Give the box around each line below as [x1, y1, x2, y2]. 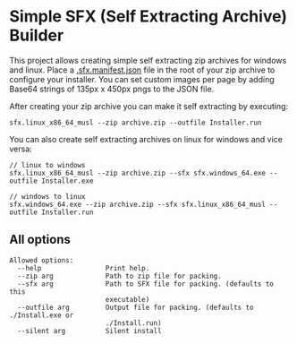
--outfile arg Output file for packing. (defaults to [17, 303, 254, 312]
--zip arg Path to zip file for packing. [17, 271, 222, 280]
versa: [9, 143, 33, 154]
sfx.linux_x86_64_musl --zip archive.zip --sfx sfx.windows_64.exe [9, 168, 267, 177]
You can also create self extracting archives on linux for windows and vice [9, 133, 284, 144]
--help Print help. [17, 263, 150, 272]
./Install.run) [105, 318, 163, 328]
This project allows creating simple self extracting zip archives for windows [9, 55, 287, 65]
